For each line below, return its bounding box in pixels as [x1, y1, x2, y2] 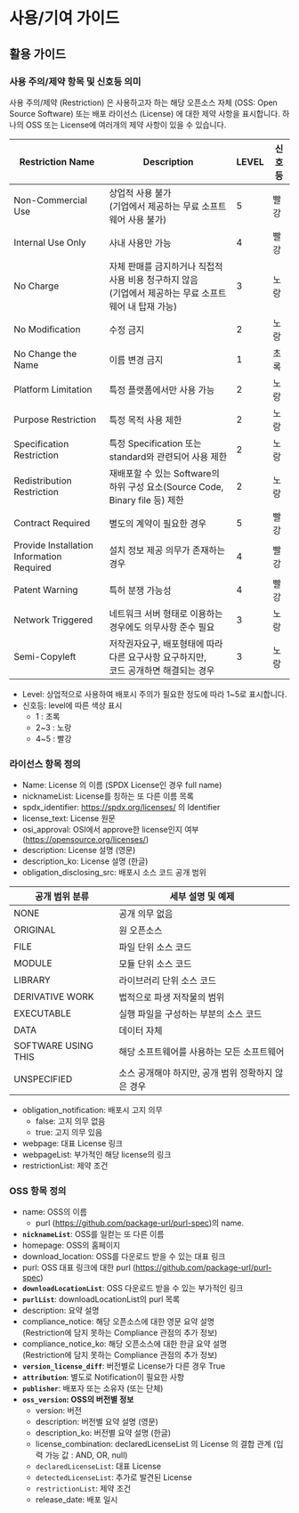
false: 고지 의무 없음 [35, 1116, 106, 1127]
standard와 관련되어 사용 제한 [109, 451, 228, 463]
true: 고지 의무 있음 [35, 1127, 103, 1138]
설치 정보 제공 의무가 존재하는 [109, 544, 225, 557]
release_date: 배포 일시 [35, 1494, 118, 1505]
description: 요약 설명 [21, 1306, 100, 1316]
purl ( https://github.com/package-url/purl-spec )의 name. [35, 1217, 245, 1229]
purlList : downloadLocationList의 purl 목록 [21, 1294, 181, 1305]
